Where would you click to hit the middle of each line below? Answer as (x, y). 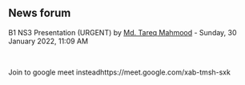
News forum (40, 13)
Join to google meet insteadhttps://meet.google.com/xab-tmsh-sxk (119, 72)
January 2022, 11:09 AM (48, 41)
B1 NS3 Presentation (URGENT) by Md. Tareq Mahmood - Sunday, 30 (123, 32)
